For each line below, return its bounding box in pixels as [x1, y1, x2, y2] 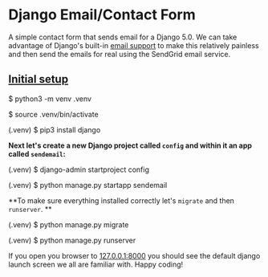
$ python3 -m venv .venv [8, 94, 92, 104]
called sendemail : [8, 149, 66, 158]
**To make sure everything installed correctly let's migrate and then [8, 195, 235, 206]
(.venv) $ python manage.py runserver [8, 235, 136, 245]
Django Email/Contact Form [8, 6, 197, 24]
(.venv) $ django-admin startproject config [8, 165, 150, 174]
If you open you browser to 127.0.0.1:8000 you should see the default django [8, 251, 261, 260]
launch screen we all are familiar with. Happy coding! [8, 259, 184, 269]
